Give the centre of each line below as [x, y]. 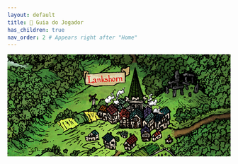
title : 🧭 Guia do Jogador [45, 22]
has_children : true [36, 30]
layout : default [31, 15]
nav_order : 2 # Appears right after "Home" [73, 37]
